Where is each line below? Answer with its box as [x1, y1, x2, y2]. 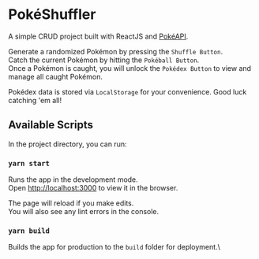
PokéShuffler [8, 6, 96, 24]
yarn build [8, 226, 50, 235]
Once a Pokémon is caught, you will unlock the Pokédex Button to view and [8, 63, 251, 72]
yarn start [8, 159, 50, 168]
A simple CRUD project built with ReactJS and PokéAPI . [8, 31, 189, 41]
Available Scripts [8, 118, 93, 131]
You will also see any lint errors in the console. [8, 207, 160, 216]
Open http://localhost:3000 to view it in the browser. [8, 183, 178, 193]
